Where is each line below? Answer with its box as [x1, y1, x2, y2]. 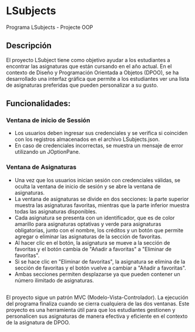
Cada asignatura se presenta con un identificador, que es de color [14, 214, 175, 221]
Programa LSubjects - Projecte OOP [6, 24, 93, 31]
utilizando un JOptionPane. [14, 149, 80, 156]
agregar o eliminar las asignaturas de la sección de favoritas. [14, 233, 163, 240]
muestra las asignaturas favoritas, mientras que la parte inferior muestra [14, 202, 190, 209]
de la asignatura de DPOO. [6, 319, 70, 326]
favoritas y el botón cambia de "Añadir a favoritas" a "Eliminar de [14, 245, 172, 252]
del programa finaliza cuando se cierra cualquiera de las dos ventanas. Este [6, 300, 190, 307]
